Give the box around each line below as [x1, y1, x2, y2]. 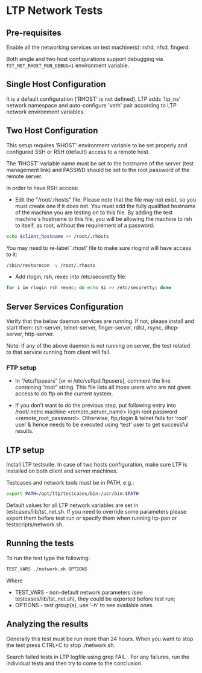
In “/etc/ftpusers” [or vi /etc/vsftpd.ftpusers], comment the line [14, 377, 171, 384]
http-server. [25, 330, 54, 338]
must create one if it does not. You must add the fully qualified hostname [14, 202, 196, 209]
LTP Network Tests [6, 4, 103, 18]
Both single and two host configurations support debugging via [6, 56, 163, 62]
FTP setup [6, 363, 37, 372]
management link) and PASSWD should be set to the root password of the [6, 166, 190, 173]
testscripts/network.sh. [6, 521, 64, 528]
